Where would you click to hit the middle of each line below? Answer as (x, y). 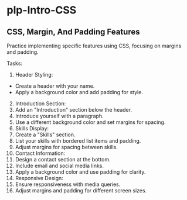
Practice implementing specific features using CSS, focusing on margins (94, 46)
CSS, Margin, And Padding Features (73, 32)
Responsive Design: (39, 178)
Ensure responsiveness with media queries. (68, 184)
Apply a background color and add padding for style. (79, 92)
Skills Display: (32, 128)
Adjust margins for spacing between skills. (66, 147)
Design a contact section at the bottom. (63, 159)
